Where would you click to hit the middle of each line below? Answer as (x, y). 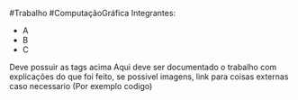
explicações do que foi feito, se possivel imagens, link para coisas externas (149, 77)
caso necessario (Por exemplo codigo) (81, 86)
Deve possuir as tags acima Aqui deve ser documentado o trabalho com (143, 67)
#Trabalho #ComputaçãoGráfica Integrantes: (93, 13)
